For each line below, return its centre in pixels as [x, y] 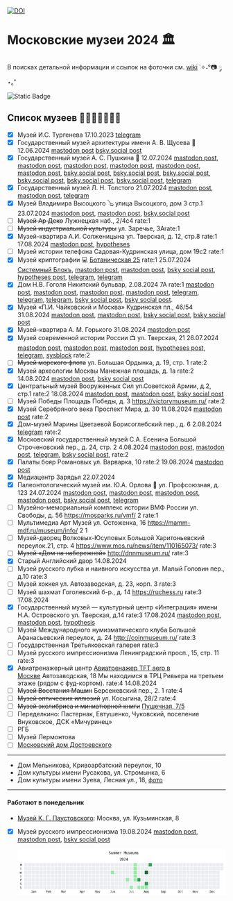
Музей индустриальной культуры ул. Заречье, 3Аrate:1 [98, 228]
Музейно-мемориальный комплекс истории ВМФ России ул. [108, 507]
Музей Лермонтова [46, 737]
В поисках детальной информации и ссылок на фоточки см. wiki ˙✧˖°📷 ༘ [114, 67]
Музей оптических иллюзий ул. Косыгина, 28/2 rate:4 [97, 698]
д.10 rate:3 [32, 577]
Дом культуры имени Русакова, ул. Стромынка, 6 [91, 773]
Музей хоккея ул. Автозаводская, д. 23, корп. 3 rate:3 [97, 584]
